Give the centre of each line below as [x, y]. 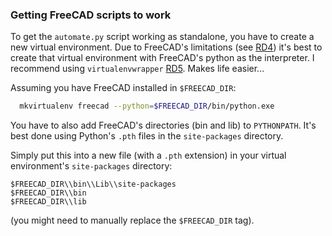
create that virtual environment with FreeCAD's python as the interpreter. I [162, 58]
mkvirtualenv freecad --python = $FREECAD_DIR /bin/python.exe [147, 106]
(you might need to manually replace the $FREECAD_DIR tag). [132, 220]
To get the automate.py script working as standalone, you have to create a [162, 37]
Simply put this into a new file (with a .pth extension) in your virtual [148, 155]
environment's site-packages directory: [91, 166]
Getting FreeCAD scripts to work [91, 15]
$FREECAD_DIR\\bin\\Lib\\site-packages [93, 184]
